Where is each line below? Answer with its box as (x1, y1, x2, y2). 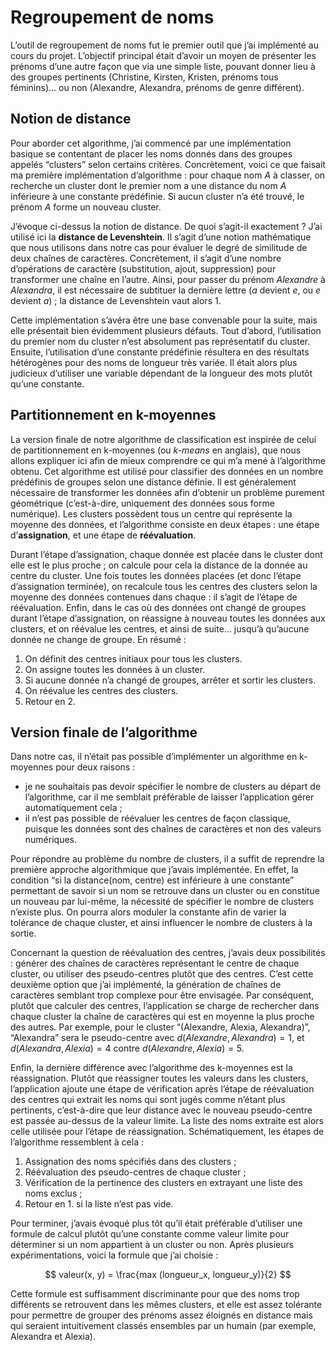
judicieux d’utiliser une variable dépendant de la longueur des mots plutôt (10, 367, 313, 379)
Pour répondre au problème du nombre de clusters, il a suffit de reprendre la (10, 853, 325, 865)
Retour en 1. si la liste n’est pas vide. (24, 1198, 174, 1210)
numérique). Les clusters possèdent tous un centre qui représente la (10, 507, 293, 520)
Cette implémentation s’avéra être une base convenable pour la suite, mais (10, 314, 318, 326)
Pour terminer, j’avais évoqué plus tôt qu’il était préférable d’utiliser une (10, 1217, 303, 1230)
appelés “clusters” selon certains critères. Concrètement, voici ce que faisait (10, 158, 326, 170)
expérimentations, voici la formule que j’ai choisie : (10, 1249, 219, 1261)
